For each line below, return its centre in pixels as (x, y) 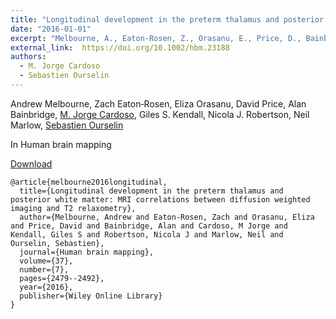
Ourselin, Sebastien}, (57, 243)
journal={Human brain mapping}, (87, 252)
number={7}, (44, 269)
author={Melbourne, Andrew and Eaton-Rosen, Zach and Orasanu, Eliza (167, 217)
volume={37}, (46, 261)
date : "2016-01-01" (51, 29)
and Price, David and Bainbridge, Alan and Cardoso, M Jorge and (149, 226)
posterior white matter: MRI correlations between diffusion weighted (160, 199)
